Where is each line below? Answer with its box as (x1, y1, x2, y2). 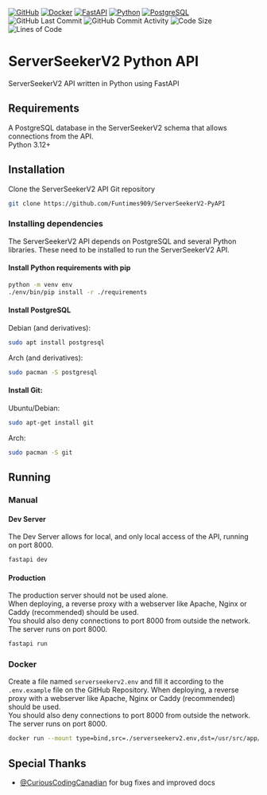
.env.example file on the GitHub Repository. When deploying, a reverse (8, 685, 239, 695)
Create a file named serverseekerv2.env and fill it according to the (8, 677, 224, 687)
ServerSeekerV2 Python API (8, 53, 199, 71)
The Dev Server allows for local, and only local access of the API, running (8, 532, 249, 542)
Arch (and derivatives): (8, 353, 83, 362)
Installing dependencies (8, 218, 103, 229)
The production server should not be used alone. (8, 590, 168, 601)
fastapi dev (8, 556, 48, 564)
